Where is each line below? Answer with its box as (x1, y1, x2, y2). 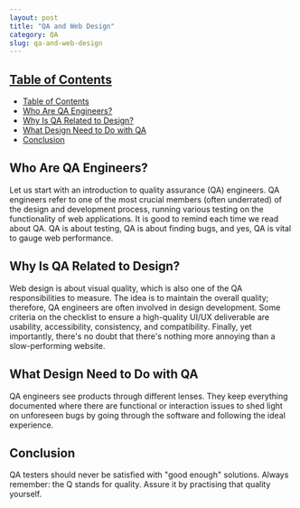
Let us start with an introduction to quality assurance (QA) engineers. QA (9, 184, 280, 195)
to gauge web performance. (9, 232, 114, 243)
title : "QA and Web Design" (9, 22, 116, 31)
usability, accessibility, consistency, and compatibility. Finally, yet (9, 321, 252, 332)
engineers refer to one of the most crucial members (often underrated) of (9, 193, 283, 204)
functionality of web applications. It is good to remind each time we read (9, 213, 279, 224)
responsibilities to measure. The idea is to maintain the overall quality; (9, 292, 269, 303)
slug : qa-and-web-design (9, 38, 103, 48)
